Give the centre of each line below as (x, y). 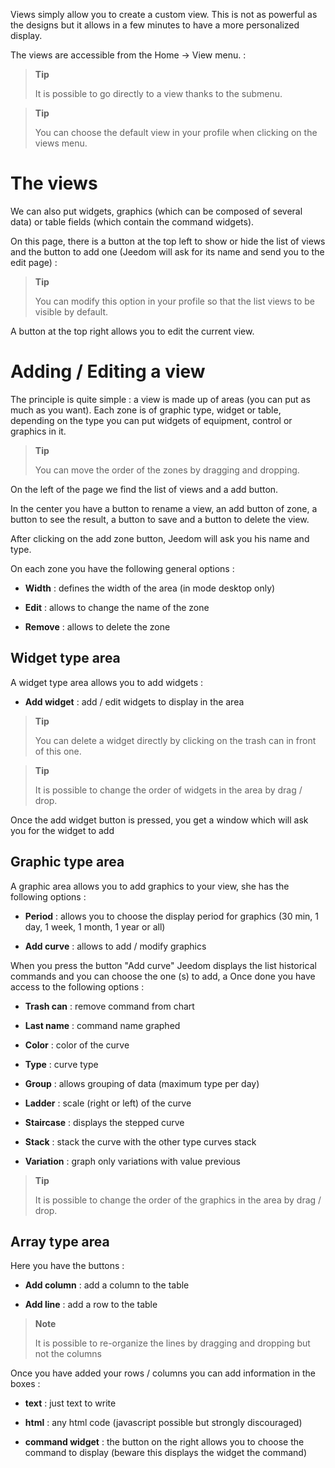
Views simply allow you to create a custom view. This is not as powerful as (164, 14)
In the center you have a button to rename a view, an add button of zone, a (164, 508)
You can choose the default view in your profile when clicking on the (176, 132)
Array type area (60, 1241)
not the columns (68, 1354)
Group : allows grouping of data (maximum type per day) (142, 1083)
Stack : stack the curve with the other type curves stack (140, 1141)
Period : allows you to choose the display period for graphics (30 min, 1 (172, 916)
